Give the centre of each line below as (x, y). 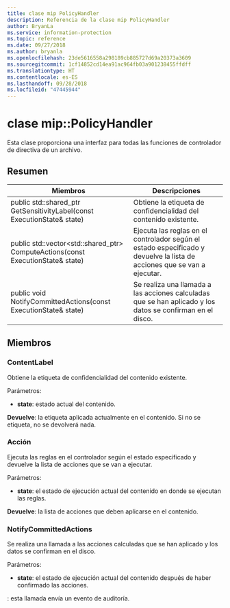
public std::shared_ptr (46, 202)
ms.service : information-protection (59, 33)
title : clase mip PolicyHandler (53, 13)
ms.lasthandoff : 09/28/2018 (47, 84)
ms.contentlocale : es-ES (42, 77)
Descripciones (176, 190)
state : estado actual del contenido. (66, 404)
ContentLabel (30, 362)
